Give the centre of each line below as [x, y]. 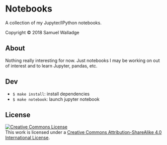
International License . [28, 138]
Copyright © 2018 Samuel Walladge [42, 32]
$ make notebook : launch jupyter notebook [56, 99]
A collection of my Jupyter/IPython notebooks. [53, 23]
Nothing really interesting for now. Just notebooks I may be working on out [82, 60]
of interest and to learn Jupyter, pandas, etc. [51, 65]
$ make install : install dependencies [51, 94]
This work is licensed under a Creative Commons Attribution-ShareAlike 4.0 [83, 132]
